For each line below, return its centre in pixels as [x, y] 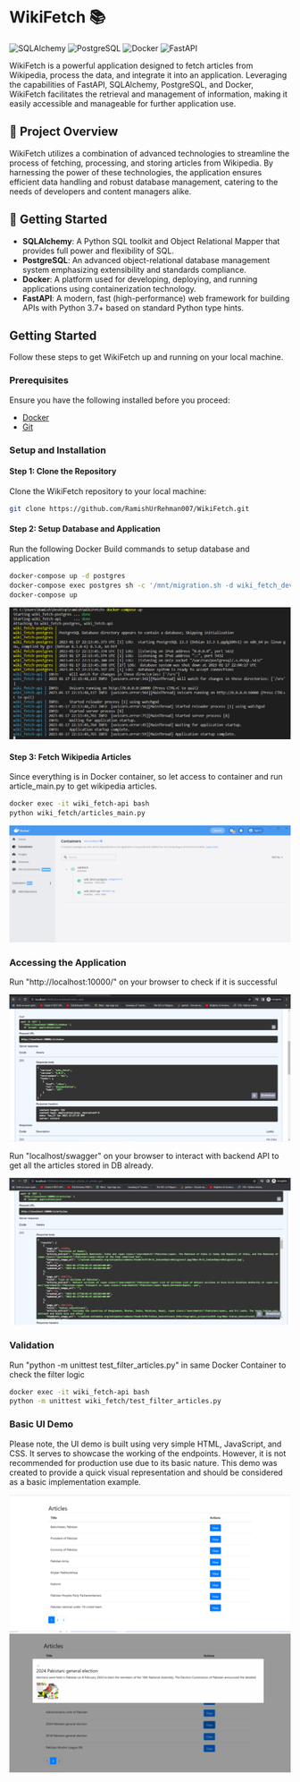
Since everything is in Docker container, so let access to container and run [146, 777]
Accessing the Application [68, 962]
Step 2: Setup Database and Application [85, 529]
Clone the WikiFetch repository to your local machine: [108, 491]
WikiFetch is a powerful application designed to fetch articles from [131, 65]
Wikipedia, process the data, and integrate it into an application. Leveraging [148, 75]
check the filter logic [47, 1374]
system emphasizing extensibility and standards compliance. [134, 269]
